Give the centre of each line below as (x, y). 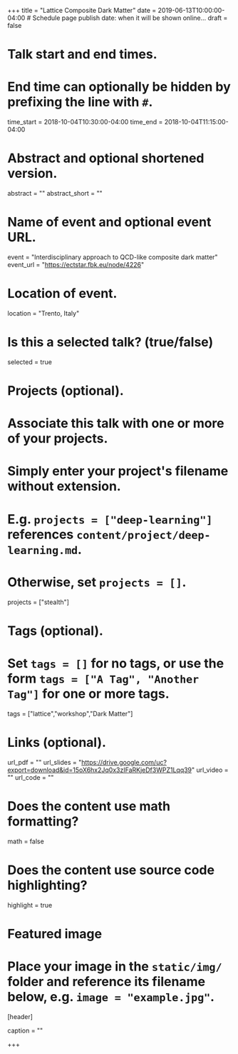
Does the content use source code (111, 870)
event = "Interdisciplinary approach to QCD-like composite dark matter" (113, 257)
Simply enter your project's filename (118, 471)
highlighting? (47, 885)
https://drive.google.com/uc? (124, 762)
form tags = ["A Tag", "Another (103, 678)
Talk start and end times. (82, 55)
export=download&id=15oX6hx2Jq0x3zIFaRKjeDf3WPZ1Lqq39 (100, 770)
